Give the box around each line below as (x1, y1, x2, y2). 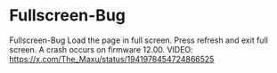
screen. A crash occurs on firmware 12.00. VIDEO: (9, 44, 193, 54)
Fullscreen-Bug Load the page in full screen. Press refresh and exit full (9, 35, 269, 45)
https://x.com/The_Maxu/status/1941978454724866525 (9, 53, 215, 64)
